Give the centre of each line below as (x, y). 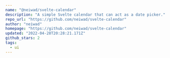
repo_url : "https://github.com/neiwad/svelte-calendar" (66, 19)
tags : (11, 43)
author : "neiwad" (24, 24)
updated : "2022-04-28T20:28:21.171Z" (45, 33)
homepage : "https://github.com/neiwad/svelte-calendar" (66, 29)
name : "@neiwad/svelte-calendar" (41, 10)
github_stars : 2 (22, 38)
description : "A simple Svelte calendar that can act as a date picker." (86, 15)
